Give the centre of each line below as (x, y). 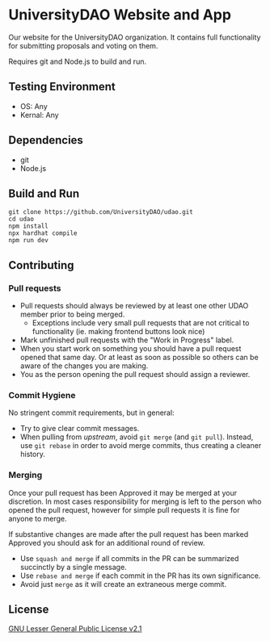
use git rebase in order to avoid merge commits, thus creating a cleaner (141, 446)
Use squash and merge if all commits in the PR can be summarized (129, 558)
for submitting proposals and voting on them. (83, 45)
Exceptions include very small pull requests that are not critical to (141, 323)
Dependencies (46, 140)
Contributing (41, 265)
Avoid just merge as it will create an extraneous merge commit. (123, 584)
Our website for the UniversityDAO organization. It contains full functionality (135, 37)
